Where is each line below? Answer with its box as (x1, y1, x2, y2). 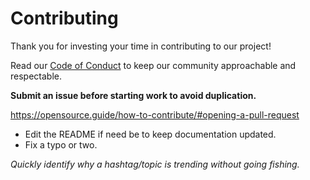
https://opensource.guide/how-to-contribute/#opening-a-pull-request (10, 108, 300, 121)
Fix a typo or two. (24, 138, 98, 151)
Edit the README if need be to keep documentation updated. (24, 128, 277, 140)
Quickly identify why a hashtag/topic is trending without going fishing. (10, 158, 300, 170)
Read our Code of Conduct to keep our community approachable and (10, 59, 297, 71)
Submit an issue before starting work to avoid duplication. (10, 89, 257, 101)
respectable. (10, 70, 62, 82)
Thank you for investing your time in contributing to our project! (10, 40, 272, 52)
